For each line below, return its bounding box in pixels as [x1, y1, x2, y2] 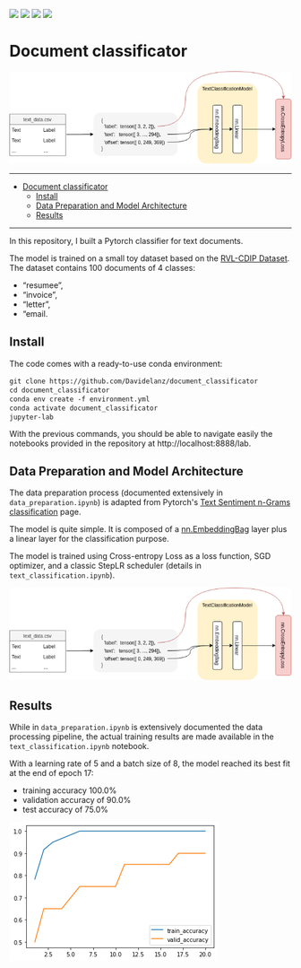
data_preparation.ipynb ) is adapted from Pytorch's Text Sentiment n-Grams [9, 497, 291, 508]
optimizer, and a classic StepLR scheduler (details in [9, 561, 202, 571]
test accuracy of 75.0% [21, 804, 109, 815]
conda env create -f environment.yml [9, 395, 150, 404]
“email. [21, 308, 48, 318]
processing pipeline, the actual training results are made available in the [9, 731, 275, 742]
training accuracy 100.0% [21, 785, 117, 796]
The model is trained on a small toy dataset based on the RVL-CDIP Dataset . [9, 252, 290, 264]
